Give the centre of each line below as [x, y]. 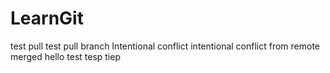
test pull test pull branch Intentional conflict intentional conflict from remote [165, 46]
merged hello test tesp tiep [65, 56]
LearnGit [47, 18]
